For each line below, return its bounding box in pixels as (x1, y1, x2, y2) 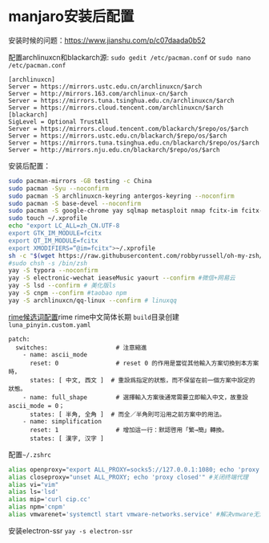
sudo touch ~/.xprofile (8, 214, 88, 223)
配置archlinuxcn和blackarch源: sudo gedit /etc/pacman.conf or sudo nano (8, 52, 251, 62)
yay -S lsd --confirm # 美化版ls (8, 282, 116, 290)
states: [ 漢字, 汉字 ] (29, 435, 104, 443)
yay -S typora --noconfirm (8, 267, 98, 275)
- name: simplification (22, 417, 102, 426)
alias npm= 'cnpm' (8, 503, 66, 511)
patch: (8, 335, 30, 343)
